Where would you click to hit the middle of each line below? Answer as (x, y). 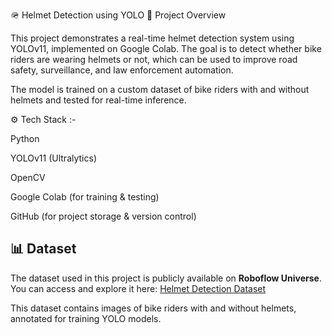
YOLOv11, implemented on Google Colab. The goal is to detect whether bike (166, 48)
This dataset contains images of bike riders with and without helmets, (153, 308)
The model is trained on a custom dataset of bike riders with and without (160, 89)
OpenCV (28, 177)
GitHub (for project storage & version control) (103, 216)
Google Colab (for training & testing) (85, 197)
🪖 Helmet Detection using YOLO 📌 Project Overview (118, 15)
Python (25, 138)
